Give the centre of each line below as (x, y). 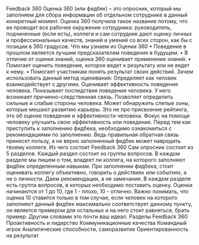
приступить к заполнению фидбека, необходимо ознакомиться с (89, 128)
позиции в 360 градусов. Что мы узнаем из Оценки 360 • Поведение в (96, 46)
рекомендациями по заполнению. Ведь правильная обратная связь (93, 135)
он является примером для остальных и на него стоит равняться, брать (98, 210)
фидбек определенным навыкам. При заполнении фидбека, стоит (90, 166)
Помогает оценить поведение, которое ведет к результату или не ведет (98, 65)
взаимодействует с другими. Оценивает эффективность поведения (92, 84)
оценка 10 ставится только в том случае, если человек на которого (92, 198)
